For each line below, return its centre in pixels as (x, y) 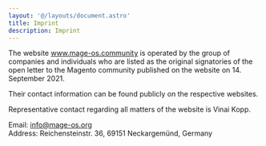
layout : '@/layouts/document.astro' (69, 16)
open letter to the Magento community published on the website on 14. (125, 70)
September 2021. (37, 79)
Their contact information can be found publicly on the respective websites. (133, 94)
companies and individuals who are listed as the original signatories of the (131, 61)
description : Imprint (44, 30)
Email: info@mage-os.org (50, 125)
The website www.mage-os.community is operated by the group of (119, 53)
